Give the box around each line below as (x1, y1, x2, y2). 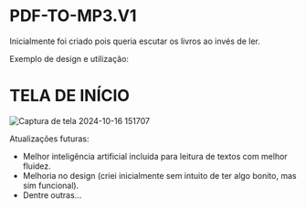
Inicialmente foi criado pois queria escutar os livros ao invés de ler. (9, 36, 260, 47)
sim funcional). (22, 180, 79, 191)
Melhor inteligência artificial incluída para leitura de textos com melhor (22, 151, 288, 161)
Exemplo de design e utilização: (9, 53, 130, 64)
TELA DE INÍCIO (9, 86, 131, 106)
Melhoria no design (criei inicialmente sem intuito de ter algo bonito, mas (22, 170, 297, 181)
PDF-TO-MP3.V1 (9, 5, 137, 26)
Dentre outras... (22, 189, 82, 201)
